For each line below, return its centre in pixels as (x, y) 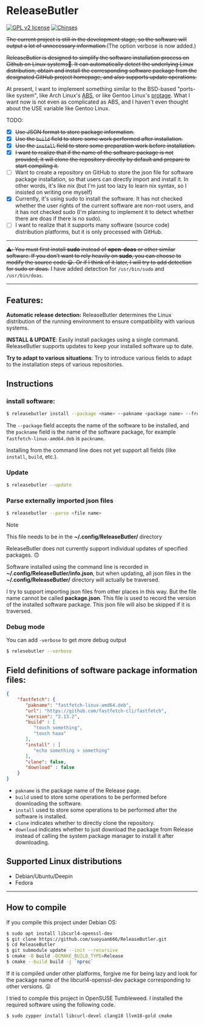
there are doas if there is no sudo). (58, 219)
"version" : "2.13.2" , (53, 716)
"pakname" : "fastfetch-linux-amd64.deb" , (78, 705)
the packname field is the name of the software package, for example (91, 432)
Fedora (24, 882)
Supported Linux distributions (64, 861)
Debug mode (26, 627)
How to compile (36, 908)
